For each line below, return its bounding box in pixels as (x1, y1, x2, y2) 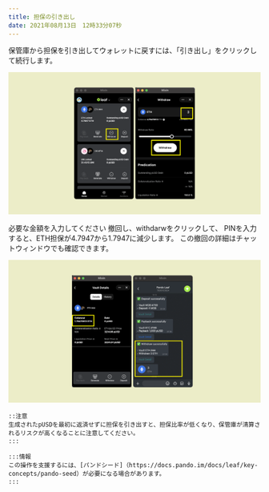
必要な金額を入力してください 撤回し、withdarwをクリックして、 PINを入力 (8, 224, 258, 233)
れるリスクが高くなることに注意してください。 (8, 429, 139, 438)
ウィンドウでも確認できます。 (14, 244, 114, 253)
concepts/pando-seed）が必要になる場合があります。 (8, 470, 166, 478)
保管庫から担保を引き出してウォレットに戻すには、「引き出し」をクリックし (8, 45, 258, 55)
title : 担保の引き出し (8, 13, 76, 21)
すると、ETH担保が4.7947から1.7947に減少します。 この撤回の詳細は (8, 233, 236, 244)
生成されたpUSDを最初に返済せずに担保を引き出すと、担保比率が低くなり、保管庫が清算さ (8, 421, 261, 429)
